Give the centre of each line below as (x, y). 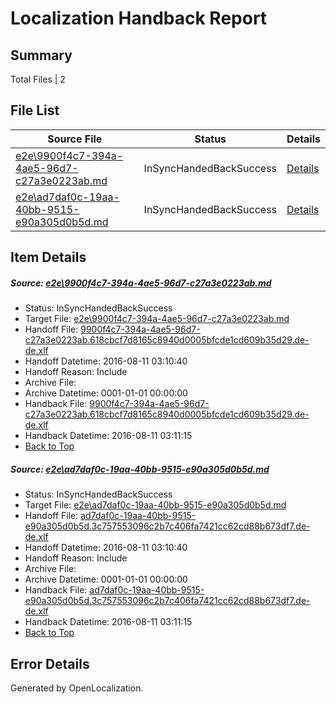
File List (35, 110)
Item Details (48, 257)
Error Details (50, 663)
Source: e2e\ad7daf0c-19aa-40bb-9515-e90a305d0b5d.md (140, 469)
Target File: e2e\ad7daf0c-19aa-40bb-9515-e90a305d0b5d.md (155, 505)
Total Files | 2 (38, 79)
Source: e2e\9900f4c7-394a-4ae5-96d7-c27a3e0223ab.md (141, 283)
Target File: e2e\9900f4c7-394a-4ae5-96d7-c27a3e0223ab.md (157, 319)
